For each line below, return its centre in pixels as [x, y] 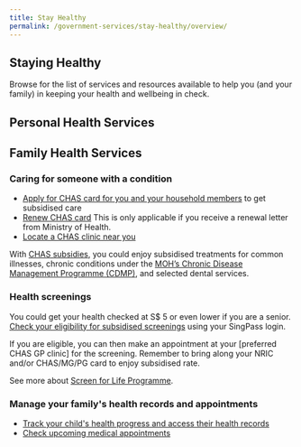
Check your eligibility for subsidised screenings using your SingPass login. [148, 326]
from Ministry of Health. [67, 228]
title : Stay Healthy [48, 18]
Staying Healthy [55, 63]
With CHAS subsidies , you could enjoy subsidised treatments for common [146, 255]
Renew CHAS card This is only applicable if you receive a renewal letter [155, 218]
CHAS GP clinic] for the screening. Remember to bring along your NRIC [141, 353]
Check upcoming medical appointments [96, 433]
